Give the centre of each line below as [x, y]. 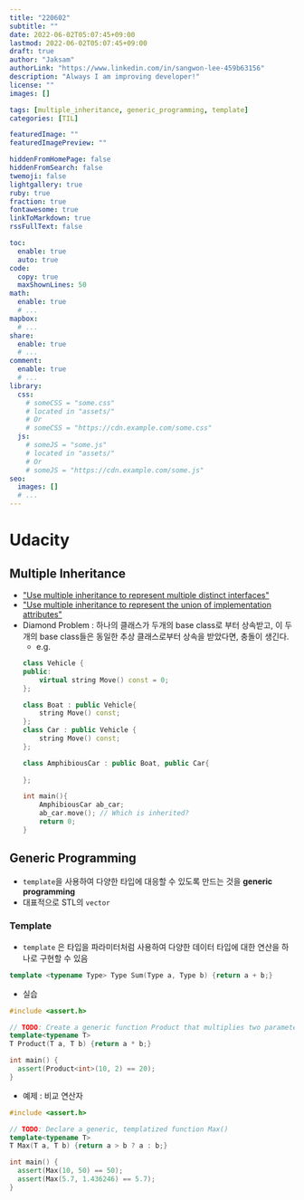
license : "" [32, 85]
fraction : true [38, 201]
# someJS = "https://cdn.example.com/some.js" [115, 470]
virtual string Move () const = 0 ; [104, 680]
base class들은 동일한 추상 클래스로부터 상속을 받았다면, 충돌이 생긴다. [164, 636]
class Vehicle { [53, 663]
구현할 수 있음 [64, 958]
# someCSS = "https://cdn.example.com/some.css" [119, 428]
